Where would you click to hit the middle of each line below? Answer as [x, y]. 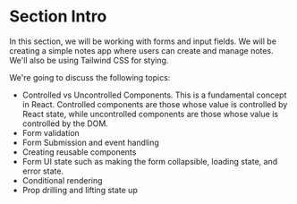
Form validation [51, 132]
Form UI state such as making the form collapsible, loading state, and [150, 161]
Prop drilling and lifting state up [80, 190]
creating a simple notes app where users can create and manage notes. [142, 50]
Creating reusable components [79, 152]
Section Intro [58, 17]
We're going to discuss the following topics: [90, 77]
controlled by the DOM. [65, 123]
